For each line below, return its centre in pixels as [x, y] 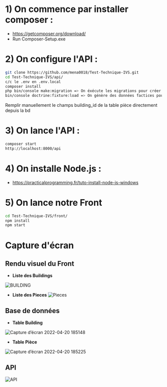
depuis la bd [18, 110]
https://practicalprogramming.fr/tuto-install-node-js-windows [75, 182]
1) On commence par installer [67, 9]
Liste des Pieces [30, 295]
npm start [15, 225]
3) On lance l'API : [42, 131]
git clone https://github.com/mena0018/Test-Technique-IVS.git [72, 72]
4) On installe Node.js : [53, 169]
